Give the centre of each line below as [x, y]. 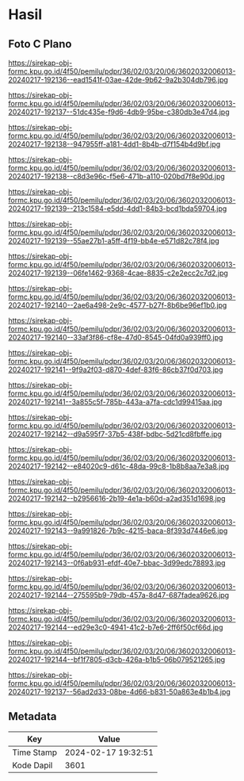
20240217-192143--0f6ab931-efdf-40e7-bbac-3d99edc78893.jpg [117, 563]
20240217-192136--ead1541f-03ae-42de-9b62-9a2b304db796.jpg [118, 80]
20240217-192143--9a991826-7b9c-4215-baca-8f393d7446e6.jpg [118, 530]
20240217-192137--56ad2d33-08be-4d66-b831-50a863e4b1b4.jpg [120, 692]
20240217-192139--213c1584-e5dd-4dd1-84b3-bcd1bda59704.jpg [118, 209]
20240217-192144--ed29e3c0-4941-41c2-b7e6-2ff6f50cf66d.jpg [116, 627]
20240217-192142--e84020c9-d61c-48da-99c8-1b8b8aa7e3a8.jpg [119, 466]
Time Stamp [35, 752]
